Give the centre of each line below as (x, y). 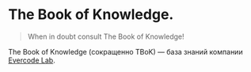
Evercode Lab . (32, 60)
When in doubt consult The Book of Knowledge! (106, 36)
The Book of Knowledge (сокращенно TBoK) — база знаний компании (125, 51)
